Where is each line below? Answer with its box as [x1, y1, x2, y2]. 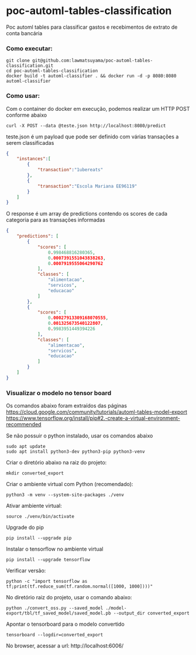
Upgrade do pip [6, 524, 44, 531]
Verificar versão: [6, 567, 46, 574]
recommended [6, 421, 42, 428]
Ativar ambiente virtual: [6, 503, 63, 510]
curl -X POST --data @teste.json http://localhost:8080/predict [6, 123, 166, 128]
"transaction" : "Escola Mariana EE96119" [37, 183, 137, 189]
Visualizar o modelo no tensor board [6, 389, 112, 397]
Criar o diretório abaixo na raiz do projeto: [6, 459, 107, 466]
